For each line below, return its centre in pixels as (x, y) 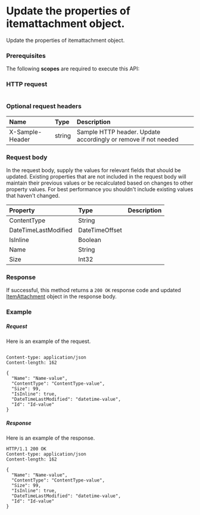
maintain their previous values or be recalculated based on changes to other (100, 183)
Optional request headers (44, 106)
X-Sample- (26, 131)
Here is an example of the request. (49, 341)
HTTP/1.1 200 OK (26, 449)
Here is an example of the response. (51, 438)
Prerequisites (26, 56)
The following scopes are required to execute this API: (73, 69)
